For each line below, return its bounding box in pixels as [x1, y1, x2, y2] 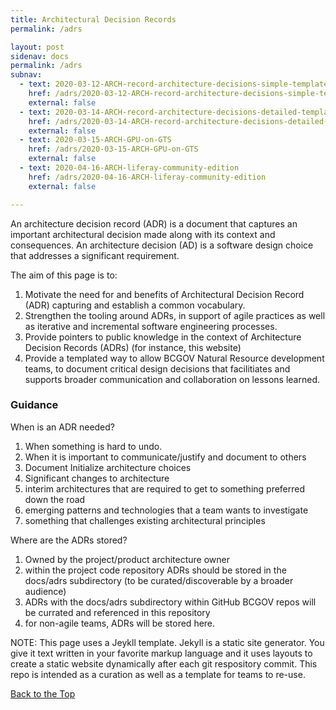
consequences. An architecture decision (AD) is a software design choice [10, 239, 314, 251]
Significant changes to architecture [24, 472, 170, 484]
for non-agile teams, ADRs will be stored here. [24, 617, 216, 629]
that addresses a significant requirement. [10, 249, 180, 261]
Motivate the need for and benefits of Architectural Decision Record [24, 288, 305, 300]
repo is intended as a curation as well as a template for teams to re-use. [10, 668, 306, 680]
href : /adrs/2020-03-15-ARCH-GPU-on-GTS [28, 144, 199, 155]
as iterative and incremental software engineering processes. [24, 320, 278, 332]
